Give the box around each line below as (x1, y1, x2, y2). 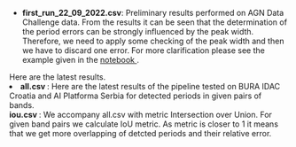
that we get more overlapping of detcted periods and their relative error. (9, 128, 272, 138)
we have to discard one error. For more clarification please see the (21, 45, 266, 56)
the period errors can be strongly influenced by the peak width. (21, 27, 254, 36)
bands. (9, 100, 35, 110)
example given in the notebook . (21, 55, 140, 65)
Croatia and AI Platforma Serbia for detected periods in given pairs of (9, 90, 262, 101)
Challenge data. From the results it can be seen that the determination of (21, 17, 288, 27)
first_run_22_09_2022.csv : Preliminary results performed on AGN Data (21, 8, 284, 18)
